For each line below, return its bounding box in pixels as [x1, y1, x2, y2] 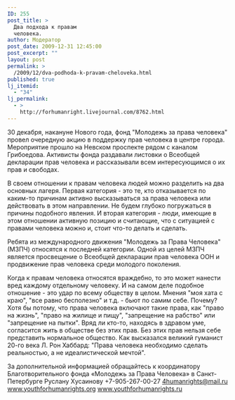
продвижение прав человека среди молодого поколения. [7, 260, 181, 268]
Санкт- [196, 369, 217, 377]
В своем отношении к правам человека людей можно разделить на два [7, 179, 224, 187]
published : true [7, 75, 55, 83]
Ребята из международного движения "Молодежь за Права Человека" [7, 237, 221, 246]
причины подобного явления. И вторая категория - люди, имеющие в [7, 208, 217, 217]
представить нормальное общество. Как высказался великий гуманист [7, 333, 223, 342]
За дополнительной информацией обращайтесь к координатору [7, 362, 201, 370]
